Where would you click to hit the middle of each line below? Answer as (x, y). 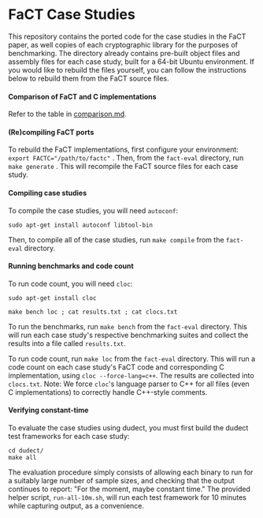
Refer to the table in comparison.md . (68, 114)
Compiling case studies (48, 193)
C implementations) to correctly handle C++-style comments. (108, 392)
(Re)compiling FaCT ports (51, 132)
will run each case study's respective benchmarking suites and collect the (128, 335)
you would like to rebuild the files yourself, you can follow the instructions (127, 69)
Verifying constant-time (48, 410)
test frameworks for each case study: (69, 436)
